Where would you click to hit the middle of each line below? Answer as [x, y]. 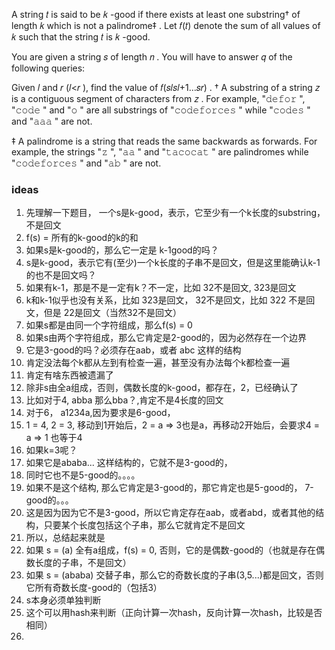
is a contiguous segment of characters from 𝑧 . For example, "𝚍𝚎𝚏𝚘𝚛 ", [158, 98]
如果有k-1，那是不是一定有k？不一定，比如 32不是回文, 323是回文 [161, 288]
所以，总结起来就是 [65, 538]
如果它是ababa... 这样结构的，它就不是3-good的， [129, 463]
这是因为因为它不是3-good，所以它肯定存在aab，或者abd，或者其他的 [170, 513]
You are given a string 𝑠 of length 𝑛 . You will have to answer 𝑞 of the [152, 57]
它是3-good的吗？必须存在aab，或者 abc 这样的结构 [133, 350]
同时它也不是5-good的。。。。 [83, 475]
